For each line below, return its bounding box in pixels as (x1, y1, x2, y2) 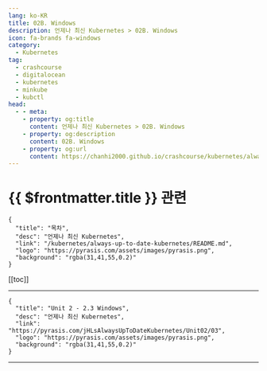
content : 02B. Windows (29, 137, 105, 146)
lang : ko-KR (8, 11, 48, 20)
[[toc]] (8, 275, 29, 284)
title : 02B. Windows (8, 19, 77, 27)
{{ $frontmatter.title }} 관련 (8, 189, 187, 207)
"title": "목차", (15, 225, 70, 232)
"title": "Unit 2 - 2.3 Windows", (15, 304, 130, 313)
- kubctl (15, 93, 44, 101)
